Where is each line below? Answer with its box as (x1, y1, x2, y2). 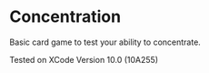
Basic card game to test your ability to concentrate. (9, 36, 202, 47)
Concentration (9, 6, 121, 27)
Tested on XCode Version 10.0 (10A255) (9, 54, 159, 65)
